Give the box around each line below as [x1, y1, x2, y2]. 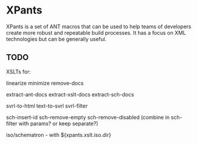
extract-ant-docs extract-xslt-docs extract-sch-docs [6, 91, 134, 98]
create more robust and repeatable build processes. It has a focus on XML [6, 29, 186, 36]
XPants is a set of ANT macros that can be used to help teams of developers [6, 23, 192, 30]
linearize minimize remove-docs [6, 79, 84, 86]
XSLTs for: [6, 68, 31, 75]
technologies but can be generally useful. [6, 35, 107, 42]
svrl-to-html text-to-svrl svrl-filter [6, 102, 88, 109]
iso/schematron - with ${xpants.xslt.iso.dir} [6, 131, 112, 138]
